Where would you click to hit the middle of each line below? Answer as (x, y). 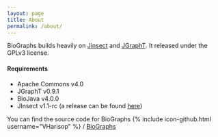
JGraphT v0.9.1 (38, 91)
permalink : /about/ (35, 26)
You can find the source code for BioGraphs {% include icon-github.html (109, 119)
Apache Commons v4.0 (50, 84)
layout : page (26, 13)
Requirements (28, 68)
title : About (26, 20)
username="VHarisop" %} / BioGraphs (62, 126)
